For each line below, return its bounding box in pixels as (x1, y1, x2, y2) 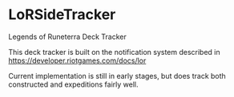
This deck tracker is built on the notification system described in (8, 47, 220, 56)
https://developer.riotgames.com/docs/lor (8, 56, 147, 65)
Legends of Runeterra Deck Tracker (8, 32, 127, 41)
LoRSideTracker (8, 6, 116, 24)
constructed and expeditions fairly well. (8, 80, 139, 89)
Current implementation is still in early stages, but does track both (8, 71, 226, 80)
